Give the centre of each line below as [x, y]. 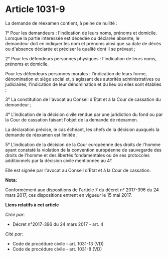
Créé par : [15, 214]
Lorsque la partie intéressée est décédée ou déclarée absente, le [72, 38]
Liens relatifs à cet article [32, 205]
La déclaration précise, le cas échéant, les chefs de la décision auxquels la [82, 130]
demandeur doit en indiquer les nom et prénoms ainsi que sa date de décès [83, 43]
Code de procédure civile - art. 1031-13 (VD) [58, 243]
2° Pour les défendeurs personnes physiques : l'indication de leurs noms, [81, 58]
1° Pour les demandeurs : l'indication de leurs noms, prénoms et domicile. [81, 33]
